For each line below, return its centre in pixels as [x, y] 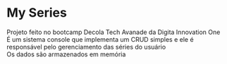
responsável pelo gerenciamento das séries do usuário [86, 47]
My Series [37, 13]
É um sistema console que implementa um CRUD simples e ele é [100, 39]
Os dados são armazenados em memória [66, 54]
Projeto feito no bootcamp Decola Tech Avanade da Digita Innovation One [114, 32]
